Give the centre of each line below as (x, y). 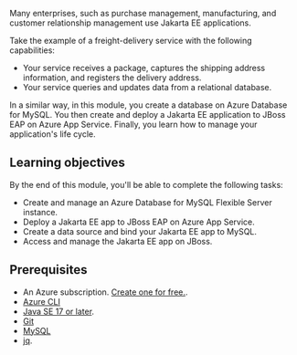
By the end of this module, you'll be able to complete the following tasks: (146, 184)
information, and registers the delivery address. (112, 78)
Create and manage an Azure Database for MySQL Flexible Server (147, 202)
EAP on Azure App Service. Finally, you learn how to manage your (133, 124)
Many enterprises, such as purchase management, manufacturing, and (143, 13)
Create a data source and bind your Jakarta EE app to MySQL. (140, 231)
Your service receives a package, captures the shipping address (144, 68)
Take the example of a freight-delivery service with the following (131, 41)
